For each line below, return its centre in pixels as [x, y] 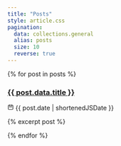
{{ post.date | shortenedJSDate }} [64, 108]
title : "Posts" [30, 14]
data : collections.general [54, 34]
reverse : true [35, 54]
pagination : [25, 27]
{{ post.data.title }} [41, 92]
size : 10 [27, 47]
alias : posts [33, 41]
